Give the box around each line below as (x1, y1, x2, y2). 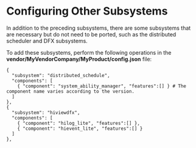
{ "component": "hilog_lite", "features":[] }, (17, 120, 140, 126)
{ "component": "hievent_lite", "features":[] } (17, 126, 143, 132)
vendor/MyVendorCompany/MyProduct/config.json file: (6, 55, 152, 62)
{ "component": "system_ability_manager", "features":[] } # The (17, 83, 187, 89)
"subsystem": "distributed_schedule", (12, 72, 111, 78)
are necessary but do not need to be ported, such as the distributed (6, 30, 177, 38)
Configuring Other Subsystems (6, 4, 168, 18)
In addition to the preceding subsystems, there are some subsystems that (6, 24, 191, 32)
